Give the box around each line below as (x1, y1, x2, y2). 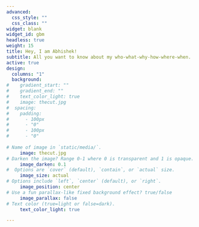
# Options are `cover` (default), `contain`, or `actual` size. (6, 167, 175, 173)
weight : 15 (6, 43, 34, 49)
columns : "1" (12, 71, 45, 77)
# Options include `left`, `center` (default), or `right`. (6, 178, 162, 185)
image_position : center (19, 184, 80, 190)
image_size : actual (19, 172, 69, 179)
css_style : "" (12, 15, 47, 21)
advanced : (6, 8, 32, 15)
